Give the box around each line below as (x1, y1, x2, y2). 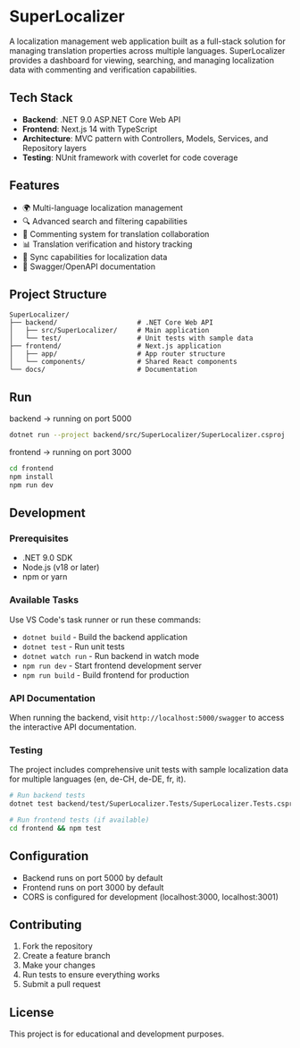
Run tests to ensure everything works (21, 969, 161, 980)
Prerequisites (9, 532, 69, 545)
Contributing (9, 917, 82, 932)
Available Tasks (9, 594, 79, 606)
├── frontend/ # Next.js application (9, 342, 221, 351)
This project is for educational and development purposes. (9, 1028, 225, 1039)
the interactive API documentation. (9, 722, 137, 732)
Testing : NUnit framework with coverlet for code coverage (21, 152, 238, 163)
